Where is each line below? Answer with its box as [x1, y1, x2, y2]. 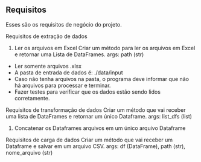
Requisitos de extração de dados [5, 33, 88, 40]
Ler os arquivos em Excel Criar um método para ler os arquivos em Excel [14, 44, 196, 51]
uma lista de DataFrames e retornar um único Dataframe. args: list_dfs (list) [5, 112, 193, 120]
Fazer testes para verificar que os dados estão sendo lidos [14, 88, 161, 96]
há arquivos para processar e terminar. [14, 82, 111, 89]
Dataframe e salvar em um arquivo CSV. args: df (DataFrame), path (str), [5, 142, 185, 150]
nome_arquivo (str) [5, 149, 53, 156]
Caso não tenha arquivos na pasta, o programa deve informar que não [14, 75, 190, 82]
